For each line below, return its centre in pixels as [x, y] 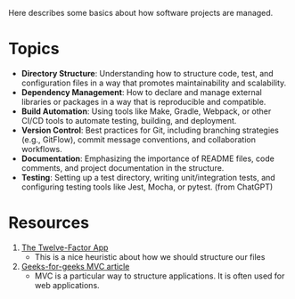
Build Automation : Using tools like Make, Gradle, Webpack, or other [146, 111]
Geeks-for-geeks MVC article [75, 266]
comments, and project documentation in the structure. [123, 167]
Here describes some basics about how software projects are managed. [141, 13]
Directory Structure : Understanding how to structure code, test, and [147, 73]
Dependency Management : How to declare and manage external [141, 92]
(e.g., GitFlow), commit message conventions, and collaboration [138, 139]
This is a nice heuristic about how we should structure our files [150, 256]
